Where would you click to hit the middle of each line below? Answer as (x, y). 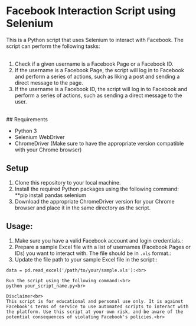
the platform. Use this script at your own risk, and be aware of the (95, 312)
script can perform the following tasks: (53, 46)
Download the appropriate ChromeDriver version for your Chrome (95, 201)
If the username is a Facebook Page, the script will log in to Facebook (99, 70)
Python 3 (26, 131)
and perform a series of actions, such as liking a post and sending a (97, 76)
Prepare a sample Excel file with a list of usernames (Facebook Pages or (102, 247)
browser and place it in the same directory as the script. (83, 208)
